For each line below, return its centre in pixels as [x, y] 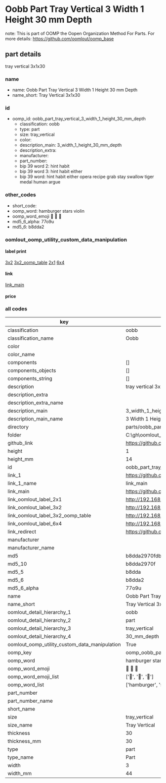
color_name [21, 354]
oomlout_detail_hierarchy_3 [39, 628]
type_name [21, 757]
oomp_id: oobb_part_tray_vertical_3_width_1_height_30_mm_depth [79, 119]
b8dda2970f [141, 564]
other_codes [21, 195]
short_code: [24, 206]
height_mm [21, 459]
